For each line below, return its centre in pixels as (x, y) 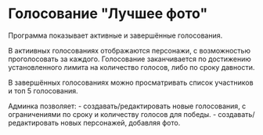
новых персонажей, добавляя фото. (121, 122)
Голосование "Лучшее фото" (108, 14)
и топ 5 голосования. (43, 90)
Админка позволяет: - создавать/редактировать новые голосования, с (127, 106)
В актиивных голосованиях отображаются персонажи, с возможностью (129, 50)
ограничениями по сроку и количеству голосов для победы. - (112, 114)
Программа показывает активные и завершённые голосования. (115, 35)
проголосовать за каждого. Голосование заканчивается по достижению (130, 59)
